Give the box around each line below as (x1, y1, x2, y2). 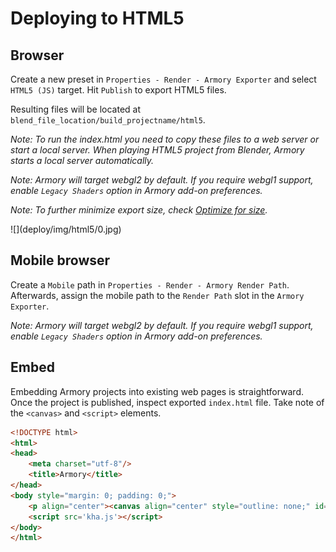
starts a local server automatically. (10, 155, 155, 166)
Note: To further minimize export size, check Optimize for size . (10, 204, 268, 216)
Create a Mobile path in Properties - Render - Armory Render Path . (10, 278, 290, 291)
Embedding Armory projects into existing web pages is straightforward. (10, 385, 304, 397)
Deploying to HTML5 (10, 7, 185, 30)
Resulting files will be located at (10, 103, 142, 115)
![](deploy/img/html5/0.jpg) (10, 223, 122, 235)
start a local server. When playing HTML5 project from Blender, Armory (10, 144, 305, 156)
